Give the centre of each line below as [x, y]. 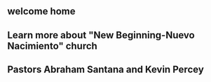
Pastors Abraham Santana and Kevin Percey [106, 70]
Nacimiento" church [53, 46]
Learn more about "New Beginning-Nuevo [101, 35]
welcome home [41, 11]
